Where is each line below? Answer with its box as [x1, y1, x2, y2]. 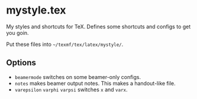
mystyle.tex [6, 4, 66, 17]
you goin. [6, 29, 29, 36]
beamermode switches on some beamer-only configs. [14, 73, 141, 80]
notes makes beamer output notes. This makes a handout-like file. [14, 80, 176, 87]
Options [6, 58, 37, 68]
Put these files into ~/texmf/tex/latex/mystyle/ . [6, 41, 124, 48]
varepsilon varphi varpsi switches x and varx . [14, 86, 128, 93]
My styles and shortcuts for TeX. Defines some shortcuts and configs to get [6, 23, 191, 30]
